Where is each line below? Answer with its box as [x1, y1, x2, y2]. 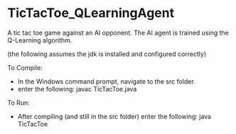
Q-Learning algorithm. [7, 35, 73, 44]
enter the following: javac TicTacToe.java [17, 84, 137, 93]
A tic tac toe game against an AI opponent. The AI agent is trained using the [7, 28, 229, 37]
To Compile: [7, 63, 43, 72]
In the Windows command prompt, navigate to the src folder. [17, 77, 195, 86]
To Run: [7, 98, 30, 107]
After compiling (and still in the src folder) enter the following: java [17, 112, 212, 121]
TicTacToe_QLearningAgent [7, 5, 175, 21]
